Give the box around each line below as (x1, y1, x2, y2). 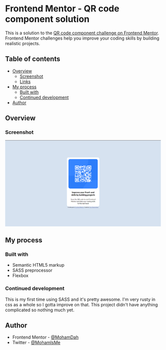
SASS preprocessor (12, 267, 53, 273)
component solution (5, 13, 90, 25)
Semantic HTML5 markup (12, 262, 65, 268)
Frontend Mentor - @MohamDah (12, 334, 79, 340)
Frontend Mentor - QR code (5, 3, 120, 14)
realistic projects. (5, 40, 41, 46)
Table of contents (5, 55, 60, 63)
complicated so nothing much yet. (5, 307, 75, 313)
